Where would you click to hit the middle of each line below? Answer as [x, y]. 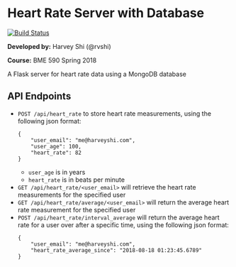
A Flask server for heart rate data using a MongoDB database [97, 74]
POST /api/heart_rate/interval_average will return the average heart [118, 217]
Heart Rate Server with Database [106, 13]
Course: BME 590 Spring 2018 [52, 60]
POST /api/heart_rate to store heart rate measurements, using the [114, 113]
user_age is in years [57, 172]
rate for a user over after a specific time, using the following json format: [123, 224]
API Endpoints [39, 96]
